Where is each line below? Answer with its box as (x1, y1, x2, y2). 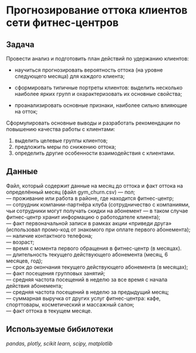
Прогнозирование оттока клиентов (6, 4, 188, 17)
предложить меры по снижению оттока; (14, 144, 116, 150)
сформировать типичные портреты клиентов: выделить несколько (14, 84, 183, 91)
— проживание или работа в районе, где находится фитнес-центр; (6, 195, 174, 202)
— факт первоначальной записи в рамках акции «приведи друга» (6, 219, 172, 227)
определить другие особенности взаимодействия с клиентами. (14, 149, 175, 156)
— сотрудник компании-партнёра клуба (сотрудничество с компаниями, (6, 201, 190, 208)
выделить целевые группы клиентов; (14, 137, 108, 144)
